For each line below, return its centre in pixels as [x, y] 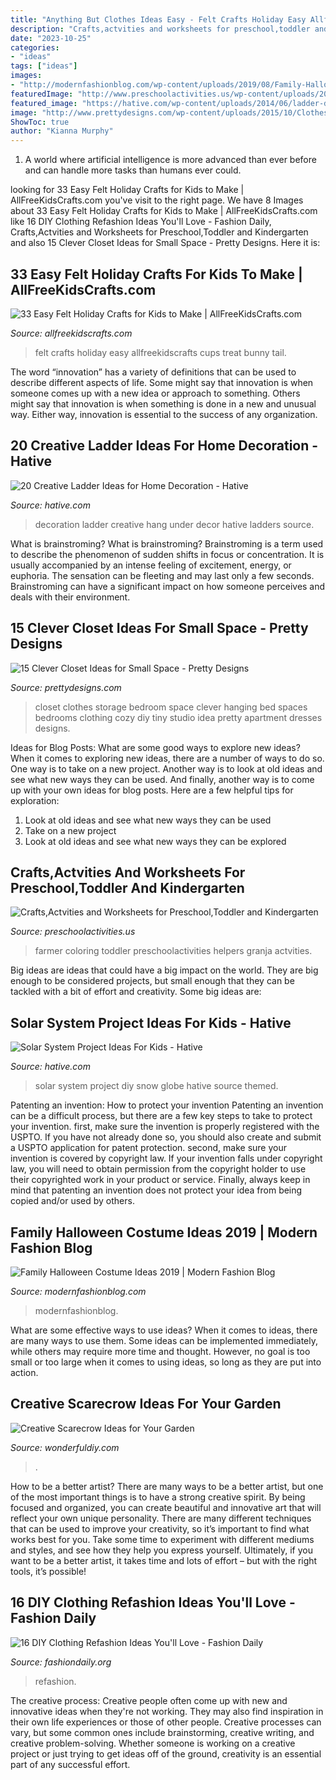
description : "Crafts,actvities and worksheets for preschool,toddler [160, 29]
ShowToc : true [40, 122]
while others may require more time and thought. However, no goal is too [160, 1351]
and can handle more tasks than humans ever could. [133, 170]
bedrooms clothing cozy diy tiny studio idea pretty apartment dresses [178, 717]
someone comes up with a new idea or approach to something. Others [155, 393]
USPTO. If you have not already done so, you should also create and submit [166, 1137]
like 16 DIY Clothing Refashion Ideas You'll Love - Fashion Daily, [141, 222]
